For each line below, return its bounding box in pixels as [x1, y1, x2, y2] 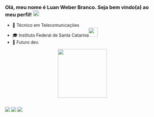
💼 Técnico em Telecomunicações [12, 22, 79, 28]
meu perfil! [5, 11, 32, 18]
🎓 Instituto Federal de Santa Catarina [12, 32, 89, 38]
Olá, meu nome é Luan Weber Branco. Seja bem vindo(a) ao [5, 4, 149, 11]
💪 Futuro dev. [12, 39, 39, 45]
